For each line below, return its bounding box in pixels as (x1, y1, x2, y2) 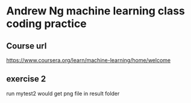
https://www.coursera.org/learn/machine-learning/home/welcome (6, 57, 171, 63)
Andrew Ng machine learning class (6, 4, 186, 18)
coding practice (6, 17, 87, 31)
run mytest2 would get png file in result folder (6, 90, 120, 97)
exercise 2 (6, 74, 46, 84)
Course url (6, 41, 47, 51)
